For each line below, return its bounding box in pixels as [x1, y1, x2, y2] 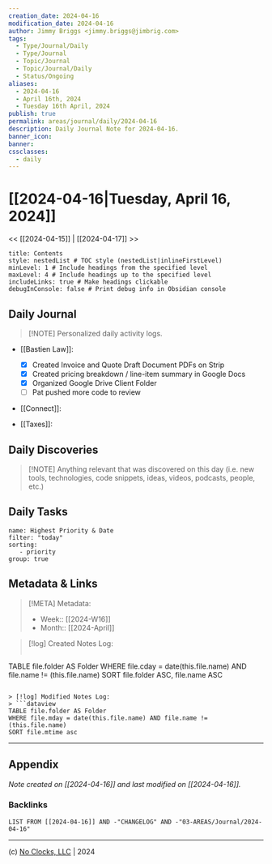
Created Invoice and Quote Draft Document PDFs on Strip [32, 360, 225, 370]
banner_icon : [8, 132, 53, 140]
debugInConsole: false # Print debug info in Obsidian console [8, 285, 227, 293]
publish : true [8, 110, 57, 118]
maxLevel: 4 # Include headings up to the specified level [8, 271, 212, 280]
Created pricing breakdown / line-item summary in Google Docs [32, 370, 246, 379]
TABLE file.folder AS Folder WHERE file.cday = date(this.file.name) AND [8, 661, 247, 671]
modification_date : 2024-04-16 [8, 19, 114, 28]
